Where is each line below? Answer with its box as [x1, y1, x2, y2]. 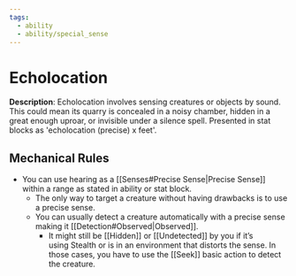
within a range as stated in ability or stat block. [21, 183, 193, 195]
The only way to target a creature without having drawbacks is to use [34, 193, 288, 203]
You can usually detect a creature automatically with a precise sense [34, 211, 285, 222]
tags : [9, 12, 29, 22]
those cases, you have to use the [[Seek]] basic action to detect [48, 249, 282, 260]
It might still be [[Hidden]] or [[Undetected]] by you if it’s [48, 231, 254, 241]
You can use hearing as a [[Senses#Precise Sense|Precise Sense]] [21, 174, 266, 185]
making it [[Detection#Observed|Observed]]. [34, 221, 199, 232]
